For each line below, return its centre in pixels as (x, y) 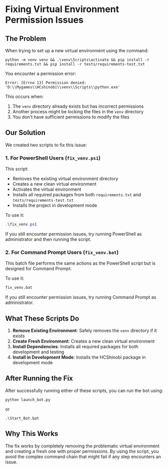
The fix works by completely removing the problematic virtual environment (82, 446)
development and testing (38, 352)
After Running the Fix (39, 378)
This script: (17, 169)
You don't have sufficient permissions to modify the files (71, 117)
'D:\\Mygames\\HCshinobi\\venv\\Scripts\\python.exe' (63, 87)
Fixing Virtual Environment (62, 9)
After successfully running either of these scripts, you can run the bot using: (84, 390)
